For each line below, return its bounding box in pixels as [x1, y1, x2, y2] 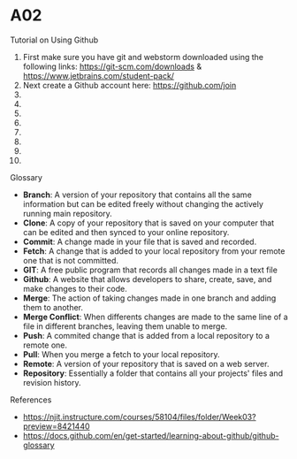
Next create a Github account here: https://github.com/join [22, 80, 237, 90]
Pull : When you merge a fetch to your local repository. [22, 348, 220, 359]
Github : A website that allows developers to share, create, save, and [22, 273, 272, 284]
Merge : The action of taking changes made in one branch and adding [22, 293, 277, 303]
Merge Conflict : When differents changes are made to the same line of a [22, 311, 288, 322]
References [10, 394, 52, 405]
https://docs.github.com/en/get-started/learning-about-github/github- [22, 430, 279, 440]
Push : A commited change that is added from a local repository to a [22, 330, 270, 340]
